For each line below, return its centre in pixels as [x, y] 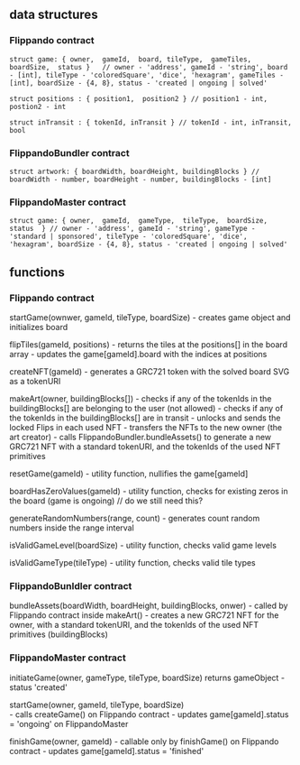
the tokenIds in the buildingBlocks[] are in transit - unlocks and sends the [145, 418]
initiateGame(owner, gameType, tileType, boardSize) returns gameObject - [147, 677]
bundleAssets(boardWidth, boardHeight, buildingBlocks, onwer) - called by [149, 606]
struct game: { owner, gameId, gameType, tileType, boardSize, [139, 221]
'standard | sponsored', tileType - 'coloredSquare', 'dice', [128, 237]
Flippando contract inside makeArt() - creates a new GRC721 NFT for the [144, 615]
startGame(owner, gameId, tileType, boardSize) [97, 705]
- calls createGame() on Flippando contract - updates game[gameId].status [149, 714]
